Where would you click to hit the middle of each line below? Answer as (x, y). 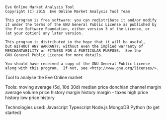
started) (13, 113)
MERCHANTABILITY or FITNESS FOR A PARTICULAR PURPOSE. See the (73, 51)
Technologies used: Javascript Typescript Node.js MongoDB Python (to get (83, 107)
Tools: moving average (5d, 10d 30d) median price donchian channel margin (83, 87)
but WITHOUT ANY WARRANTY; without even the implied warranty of (74, 46)
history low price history (30, 98)
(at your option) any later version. (44, 33)
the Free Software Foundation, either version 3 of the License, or (78, 29)
